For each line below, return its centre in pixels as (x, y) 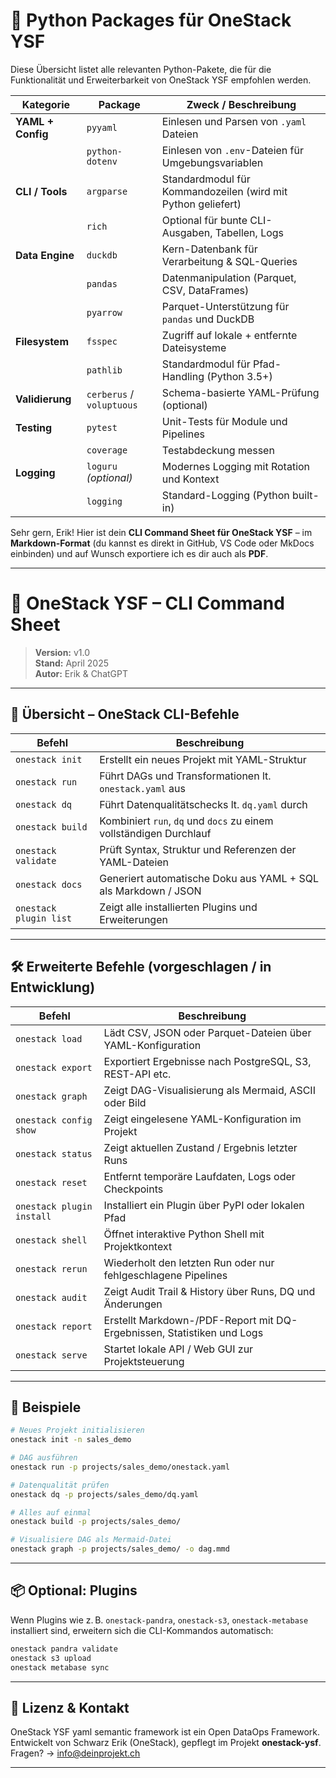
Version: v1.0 (62, 652)
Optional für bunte (204, 220)
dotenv (102, 161)
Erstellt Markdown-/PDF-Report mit (188, 1320)
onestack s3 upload (51, 1658)
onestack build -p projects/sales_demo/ (96, 1522)
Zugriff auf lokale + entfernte (229, 335)
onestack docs (49, 884)
